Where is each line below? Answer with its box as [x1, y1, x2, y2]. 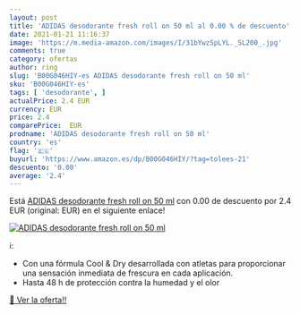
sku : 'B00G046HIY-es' [9, 80, 90, 89]
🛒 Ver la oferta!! [9, 294, 67, 305]
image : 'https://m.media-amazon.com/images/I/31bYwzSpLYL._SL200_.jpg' [9, 38, 282, 47]
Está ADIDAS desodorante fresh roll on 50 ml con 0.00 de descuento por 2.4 [9, 196, 292, 207]
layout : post [9, 13, 58, 22]
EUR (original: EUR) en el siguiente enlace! [9, 205, 166, 216]
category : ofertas [9, 55, 78, 64]
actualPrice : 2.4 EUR [9, 96, 90, 106]
